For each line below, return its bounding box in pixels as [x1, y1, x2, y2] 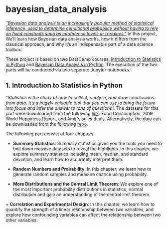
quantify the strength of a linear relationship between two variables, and [5, 206, 154, 213]
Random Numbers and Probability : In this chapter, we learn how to [12, 166, 152, 172]
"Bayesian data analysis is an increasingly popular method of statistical [5, 20, 154, 26]
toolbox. [5, 46, 22, 52]
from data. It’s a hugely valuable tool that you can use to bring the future [5, 100, 156, 106]
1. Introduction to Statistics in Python [5, 81, 123, 90]
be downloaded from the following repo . [5, 121, 88, 127]
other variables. [5, 217, 38, 223]
